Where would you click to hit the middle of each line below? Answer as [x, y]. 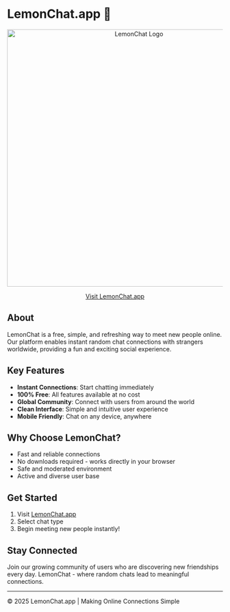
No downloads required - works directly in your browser [96, 462]
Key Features [36, 371]
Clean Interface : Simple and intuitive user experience [93, 409]
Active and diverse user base [58, 476]
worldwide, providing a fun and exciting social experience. [89, 349]
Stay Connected [42, 551]
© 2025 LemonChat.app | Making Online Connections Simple [93, 601]
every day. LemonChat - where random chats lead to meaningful [98, 574]
